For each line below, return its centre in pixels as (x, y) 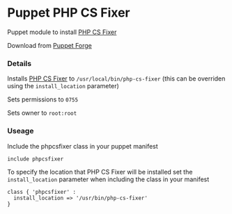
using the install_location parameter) (63, 86)
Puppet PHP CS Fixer (69, 13)
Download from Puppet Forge (50, 45)
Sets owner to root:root (42, 113)
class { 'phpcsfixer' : (42, 192)
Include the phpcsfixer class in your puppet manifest (83, 146)
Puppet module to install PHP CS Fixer (62, 32)
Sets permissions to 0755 (43, 99)
